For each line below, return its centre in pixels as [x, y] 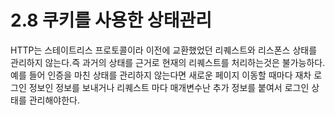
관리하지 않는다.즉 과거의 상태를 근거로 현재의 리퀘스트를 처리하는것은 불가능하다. [168, 62]
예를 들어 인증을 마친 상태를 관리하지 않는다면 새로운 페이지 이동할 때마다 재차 [161, 75]
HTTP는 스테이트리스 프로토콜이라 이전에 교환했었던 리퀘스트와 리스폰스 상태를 [164, 50]
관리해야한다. [54, 100]
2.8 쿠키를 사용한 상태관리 [111, 20]
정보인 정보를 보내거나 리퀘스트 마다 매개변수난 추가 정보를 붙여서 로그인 [169, 87]
